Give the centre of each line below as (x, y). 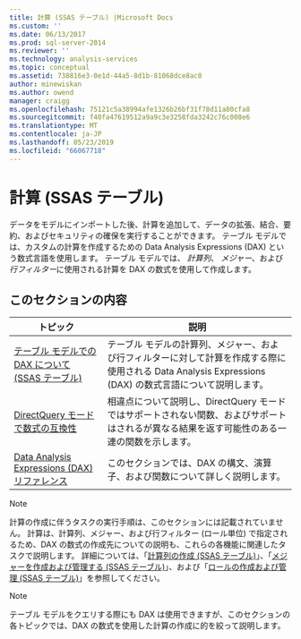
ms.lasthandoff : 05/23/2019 (62, 142)
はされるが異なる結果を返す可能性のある (192, 429)
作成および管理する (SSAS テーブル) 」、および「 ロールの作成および (156, 567)
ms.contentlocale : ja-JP (56, 134)
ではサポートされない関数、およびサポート (197, 415)
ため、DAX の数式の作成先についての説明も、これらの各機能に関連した (147, 545)
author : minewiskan (46, 84)
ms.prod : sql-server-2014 (57, 43)
